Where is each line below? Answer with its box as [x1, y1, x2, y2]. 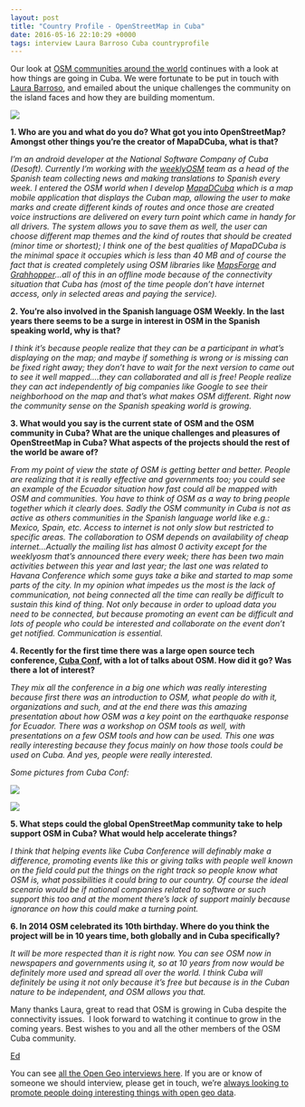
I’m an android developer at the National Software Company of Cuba [10, 154, 269, 165]
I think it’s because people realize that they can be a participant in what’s [10, 343, 284, 354]
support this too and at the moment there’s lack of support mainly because [10, 893, 291, 905]
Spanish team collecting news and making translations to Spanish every [10, 173, 281, 184]
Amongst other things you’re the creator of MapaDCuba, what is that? [10, 137, 279, 148]
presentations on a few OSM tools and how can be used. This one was [10, 730, 275, 741]
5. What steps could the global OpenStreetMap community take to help [10, 818, 283, 829]
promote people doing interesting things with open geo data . [10, 1087, 236, 1098]
